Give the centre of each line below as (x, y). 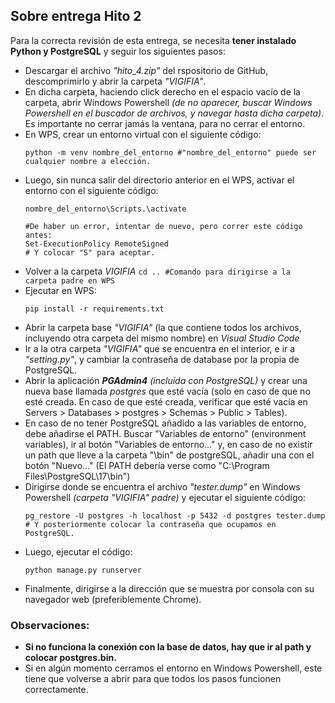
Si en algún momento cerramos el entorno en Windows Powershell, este (173, 668)
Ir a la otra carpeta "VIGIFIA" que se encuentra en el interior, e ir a (160, 348)
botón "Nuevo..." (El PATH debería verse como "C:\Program (147, 465)
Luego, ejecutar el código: (78, 551)
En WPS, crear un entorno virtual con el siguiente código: (143, 134)
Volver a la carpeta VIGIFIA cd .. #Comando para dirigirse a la (157, 271)
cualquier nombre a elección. (88, 161)
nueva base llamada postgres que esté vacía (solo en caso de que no (167, 391)
